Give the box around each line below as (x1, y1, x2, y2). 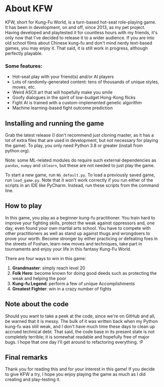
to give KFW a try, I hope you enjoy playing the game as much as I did (5, 371, 146, 377)
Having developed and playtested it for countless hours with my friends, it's (5, 29, 158, 35)
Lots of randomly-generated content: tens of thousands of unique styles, (12, 79, 159, 85)
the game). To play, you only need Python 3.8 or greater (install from (5, 143, 143, 148)
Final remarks (5, 353, 48, 362)
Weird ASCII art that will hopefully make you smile (12, 89, 113, 96)
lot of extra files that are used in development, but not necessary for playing (5, 138, 158, 144)
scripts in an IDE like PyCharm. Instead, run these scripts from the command (5, 182, 159, 189)
